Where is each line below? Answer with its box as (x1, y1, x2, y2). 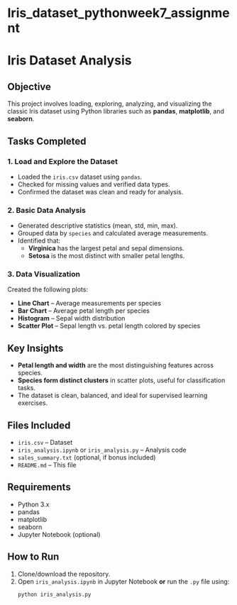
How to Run (7, 551, 60, 563)
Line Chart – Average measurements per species (17, 299, 162, 308)
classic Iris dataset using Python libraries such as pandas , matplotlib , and (7, 107, 225, 116)
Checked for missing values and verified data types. (17, 179, 170, 189)
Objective (7, 80, 52, 93)
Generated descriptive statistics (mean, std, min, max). (17, 221, 178, 230)
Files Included (7, 419, 71, 431)
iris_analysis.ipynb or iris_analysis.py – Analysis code (17, 445, 187, 455)
